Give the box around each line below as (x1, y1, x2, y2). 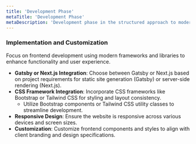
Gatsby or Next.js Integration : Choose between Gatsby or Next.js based (14, 69, 190, 76)
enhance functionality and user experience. (6, 58, 111, 65)
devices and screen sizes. (14, 119, 78, 126)
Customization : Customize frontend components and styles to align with (14, 125, 190, 132)
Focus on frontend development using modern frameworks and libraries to (6, 52, 185, 59)
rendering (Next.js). (14, 82, 62, 89)
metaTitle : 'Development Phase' (6, 14, 85, 20)
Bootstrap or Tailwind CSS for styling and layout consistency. (14, 94, 162, 101)
